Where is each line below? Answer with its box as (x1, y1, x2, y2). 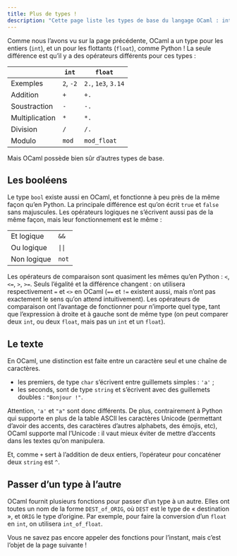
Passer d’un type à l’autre (7, 478, 122, 490)
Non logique (11, 254, 51, 264)
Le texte (7, 338, 44, 350)
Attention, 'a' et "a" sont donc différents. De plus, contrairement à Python (7, 407, 223, 415)
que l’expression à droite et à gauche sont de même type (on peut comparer (7, 310, 229, 319)
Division (11, 124, 37, 134)
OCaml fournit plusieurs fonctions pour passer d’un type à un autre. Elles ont (7, 497, 230, 505)
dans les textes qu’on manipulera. (7, 437, 105, 445)
